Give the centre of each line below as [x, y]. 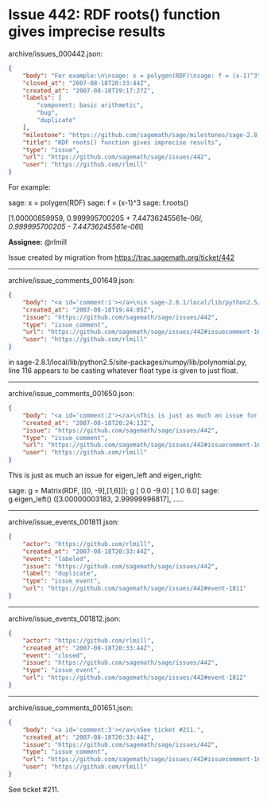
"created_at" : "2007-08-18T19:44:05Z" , [89, 310]
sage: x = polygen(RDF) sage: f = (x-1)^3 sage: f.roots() [99, 203]
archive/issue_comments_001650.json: [72, 394]
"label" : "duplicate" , [60, 574]
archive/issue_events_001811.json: [64, 522]
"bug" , [48, 113]
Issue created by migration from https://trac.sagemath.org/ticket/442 [122, 257]
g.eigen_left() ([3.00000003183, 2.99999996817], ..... [96, 499]
